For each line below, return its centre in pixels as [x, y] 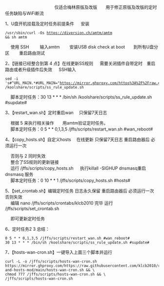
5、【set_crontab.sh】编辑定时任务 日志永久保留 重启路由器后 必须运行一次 [80, 191]
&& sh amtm [16, 37]
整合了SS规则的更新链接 [35, 162]
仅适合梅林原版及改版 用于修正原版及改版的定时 [106, 7]
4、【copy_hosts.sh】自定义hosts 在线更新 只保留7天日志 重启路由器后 [77, 139]
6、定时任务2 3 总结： [27, 229]
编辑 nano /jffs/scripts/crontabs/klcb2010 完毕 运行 [62, 203]
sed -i [12, 79]
